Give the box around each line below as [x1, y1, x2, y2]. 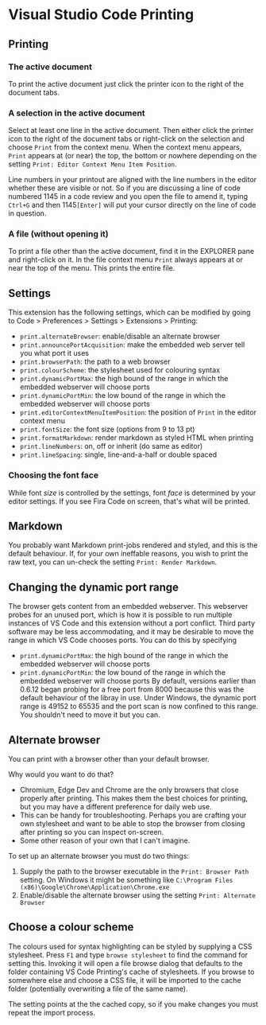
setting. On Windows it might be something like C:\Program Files [19, 875, 233, 885]
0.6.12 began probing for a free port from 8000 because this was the [19, 684, 245, 694]
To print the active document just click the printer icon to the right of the [8, 79, 245, 88]
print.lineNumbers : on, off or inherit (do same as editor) [19, 442, 203, 451]
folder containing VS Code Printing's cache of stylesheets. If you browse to [8, 967, 255, 976]
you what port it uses [19, 349, 90, 358]
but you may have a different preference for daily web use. [19, 802, 212, 812]
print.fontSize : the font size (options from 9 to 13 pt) [19, 424, 195, 435]
